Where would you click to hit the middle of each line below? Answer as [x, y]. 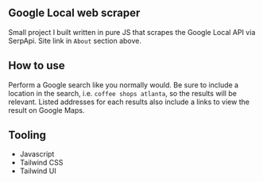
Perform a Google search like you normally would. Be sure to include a [124, 85]
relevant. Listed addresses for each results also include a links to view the [129, 102]
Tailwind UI [38, 171]
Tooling [27, 136]
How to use [37, 66]
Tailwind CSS [41, 163]
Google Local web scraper [74, 13]
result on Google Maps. [46, 110]
